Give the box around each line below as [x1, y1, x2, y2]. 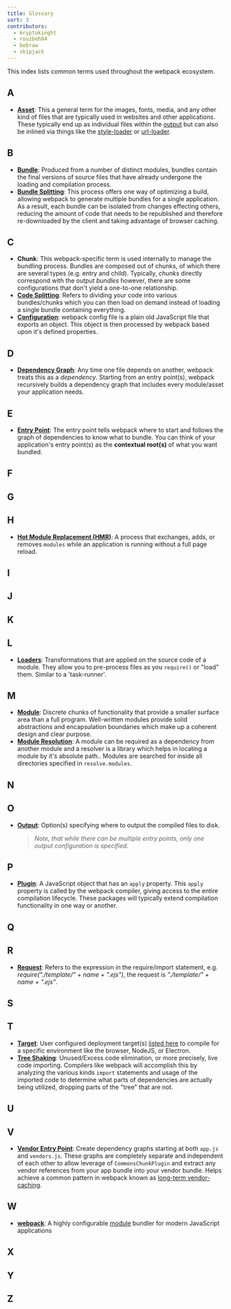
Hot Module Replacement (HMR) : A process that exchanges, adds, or [16, 533, 215, 541]
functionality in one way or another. [16, 902, 118, 910]
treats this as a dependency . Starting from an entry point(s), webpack [16, 373, 214, 381]
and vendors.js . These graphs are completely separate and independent [16, 1152, 223, 1160]
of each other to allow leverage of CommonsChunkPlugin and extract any [16, 1159, 216, 1167]
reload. [16, 547, 38, 555]
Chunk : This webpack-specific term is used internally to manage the [16, 255, 212, 263]
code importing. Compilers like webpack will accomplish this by [16, 1061, 197, 1069]
